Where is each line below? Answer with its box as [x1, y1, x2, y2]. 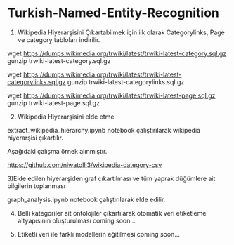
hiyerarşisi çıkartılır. [7, 133, 63, 142]
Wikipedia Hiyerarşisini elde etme [17, 112, 115, 121]
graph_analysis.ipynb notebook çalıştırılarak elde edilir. [7, 195, 166, 204]
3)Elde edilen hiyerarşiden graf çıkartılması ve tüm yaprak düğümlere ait [7, 174, 216, 183]
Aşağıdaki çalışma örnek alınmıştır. [7, 147, 108, 155]
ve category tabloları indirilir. [17, 35, 100, 44]
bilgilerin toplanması [7, 181, 65, 190]
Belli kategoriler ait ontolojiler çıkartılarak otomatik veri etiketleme [17, 208, 207, 217]
